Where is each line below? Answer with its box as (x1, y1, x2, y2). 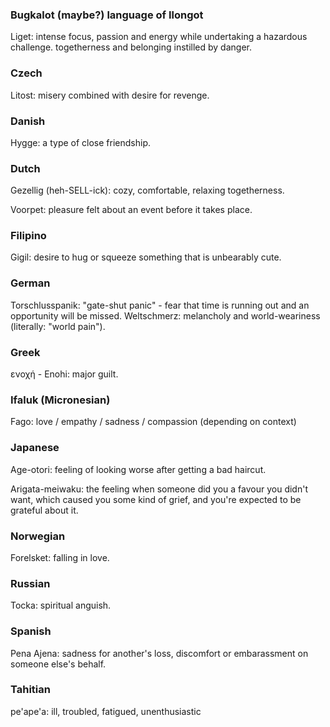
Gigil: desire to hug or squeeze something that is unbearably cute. (10, 251, 282, 263)
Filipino (10, 229, 47, 243)
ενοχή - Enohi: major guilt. (10, 368, 119, 380)
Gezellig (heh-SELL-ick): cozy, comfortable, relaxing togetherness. (10, 184, 285, 197)
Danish (10, 114, 46, 128)
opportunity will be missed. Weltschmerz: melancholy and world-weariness (10, 309, 321, 322)
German (10, 276, 51, 290)
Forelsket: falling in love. (10, 551, 110, 563)
